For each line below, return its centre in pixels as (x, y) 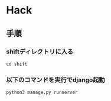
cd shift (17, 64)
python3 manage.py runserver (42, 92)
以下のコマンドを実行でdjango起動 (56, 80)
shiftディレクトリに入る (40, 52)
